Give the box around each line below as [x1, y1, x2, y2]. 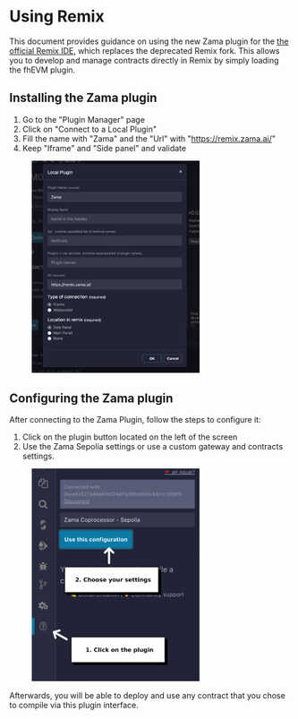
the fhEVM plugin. [9, 64, 76, 75]
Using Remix [9, 6, 105, 27]
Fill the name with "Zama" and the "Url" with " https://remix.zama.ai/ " [21, 133, 276, 144]
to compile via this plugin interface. [9, 699, 139, 710]
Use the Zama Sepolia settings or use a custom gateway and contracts [21, 441, 284, 452]
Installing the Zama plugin [9, 90, 158, 106]
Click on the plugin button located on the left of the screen [21, 432, 238, 442]
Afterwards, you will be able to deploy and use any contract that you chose [9, 689, 286, 700]
